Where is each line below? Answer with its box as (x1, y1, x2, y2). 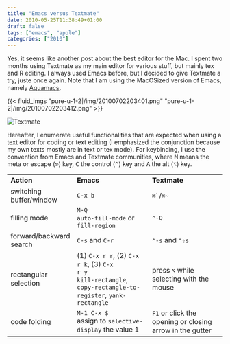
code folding (10, 317, 51, 327)
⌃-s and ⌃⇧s (151, 236, 190, 245)
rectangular (10, 270, 48, 279)
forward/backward (10, 231, 71, 241)
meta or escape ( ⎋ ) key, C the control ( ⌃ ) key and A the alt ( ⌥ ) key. (7, 160, 192, 168)
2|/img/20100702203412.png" (7, 104, 92, 113)
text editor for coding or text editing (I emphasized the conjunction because (7, 138, 220, 146)
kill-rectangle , (77, 275, 128, 285)
